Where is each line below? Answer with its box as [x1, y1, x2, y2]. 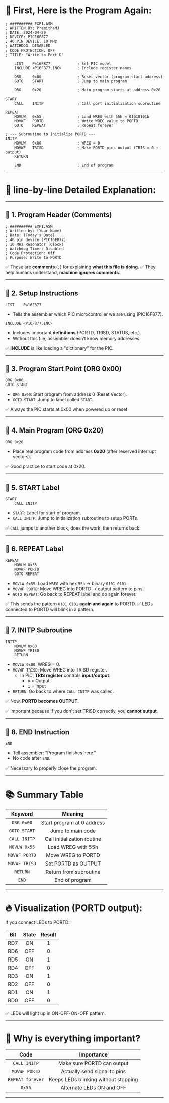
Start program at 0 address [41, 819, 105, 826]
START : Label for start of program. [12, 510, 81, 516]
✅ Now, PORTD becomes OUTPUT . [5, 698, 79, 704]
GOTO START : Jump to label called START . [12, 397, 94, 403]
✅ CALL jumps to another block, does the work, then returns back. [5, 525, 141, 531]
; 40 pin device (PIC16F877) [5, 237, 66, 242]
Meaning [62, 810, 84, 818]
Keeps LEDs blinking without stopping [48, 1076, 138, 1083]
